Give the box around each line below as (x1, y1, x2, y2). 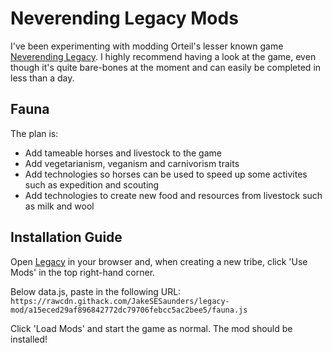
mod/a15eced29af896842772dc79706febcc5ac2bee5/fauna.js (10, 305, 248, 315)
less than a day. (10, 72, 75, 84)
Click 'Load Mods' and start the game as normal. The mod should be (10, 322, 293, 334)
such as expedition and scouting (24, 178, 160, 191)
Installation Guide (10, 229, 123, 246)
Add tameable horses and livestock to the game (24, 147, 222, 159)
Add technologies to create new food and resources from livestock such (24, 189, 323, 201)
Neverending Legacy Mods (10, 7, 239, 30)
